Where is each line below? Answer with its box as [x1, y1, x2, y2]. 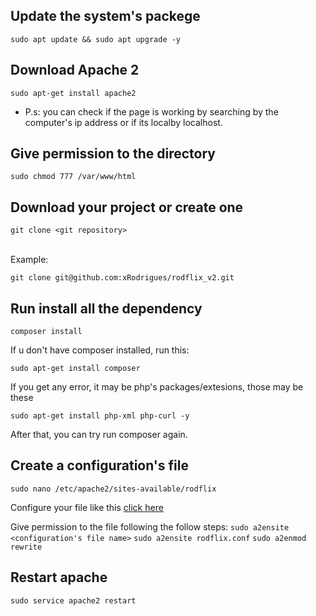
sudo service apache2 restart [10, 595, 137, 606]
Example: [10, 254, 49, 266]
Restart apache [10, 569, 108, 586]
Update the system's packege [10, 8, 201, 25]
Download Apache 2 [10, 62, 140, 79]
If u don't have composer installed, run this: [10, 344, 190, 356]
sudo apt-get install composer [10, 364, 141, 374]
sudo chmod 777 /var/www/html [10, 172, 137, 182]
